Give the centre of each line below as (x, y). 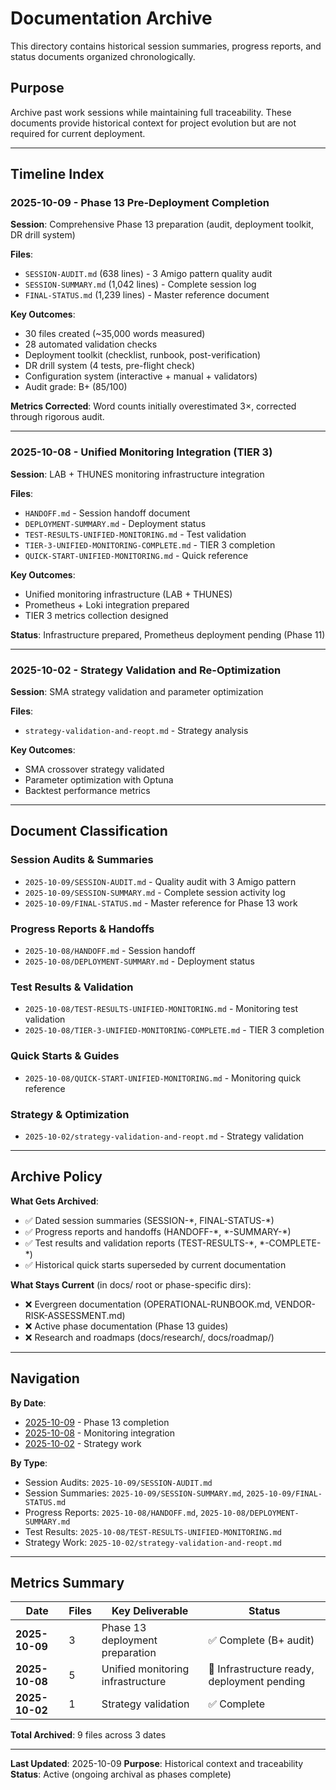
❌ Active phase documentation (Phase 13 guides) (126, 1326)
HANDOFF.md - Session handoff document (107, 513)
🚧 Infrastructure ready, (261, 1669)
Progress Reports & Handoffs (82, 929)
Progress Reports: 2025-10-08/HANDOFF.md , (111, 1512)
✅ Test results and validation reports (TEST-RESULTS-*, (141, 1243)
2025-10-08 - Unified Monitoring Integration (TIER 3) (141, 452)
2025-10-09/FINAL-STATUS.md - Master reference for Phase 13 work (161, 903)
